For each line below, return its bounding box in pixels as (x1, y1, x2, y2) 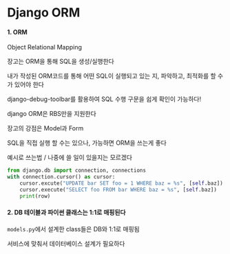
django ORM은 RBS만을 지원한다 (7, 110, 96, 118)
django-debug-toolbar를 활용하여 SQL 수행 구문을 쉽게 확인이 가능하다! (7, 95, 202, 104)
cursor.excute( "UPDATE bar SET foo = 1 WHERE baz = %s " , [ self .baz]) (19, 180, 224, 187)
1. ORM (7, 27, 28, 36)
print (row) (19, 192, 51, 200)
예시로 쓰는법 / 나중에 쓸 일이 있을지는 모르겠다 (7, 153, 133, 162)
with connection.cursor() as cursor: (7, 174, 116, 181)
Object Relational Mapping (7, 43, 83, 51)
